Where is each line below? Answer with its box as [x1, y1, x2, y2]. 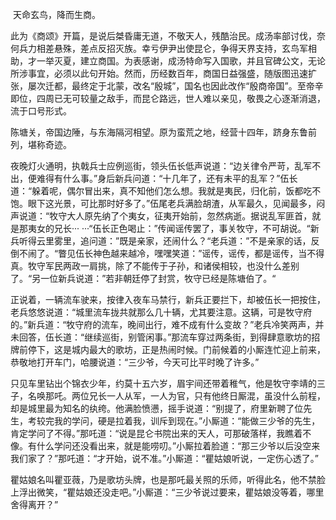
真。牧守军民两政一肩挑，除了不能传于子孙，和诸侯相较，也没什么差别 [10, 260, 300, 272]
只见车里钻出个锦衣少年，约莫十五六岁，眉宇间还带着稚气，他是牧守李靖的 [10, 378, 317, 389]
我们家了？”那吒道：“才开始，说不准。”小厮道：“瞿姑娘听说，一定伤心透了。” [10, 453, 319, 464]
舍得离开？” [10, 499, 59, 510]
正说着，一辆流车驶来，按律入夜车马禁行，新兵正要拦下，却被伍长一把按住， [10, 294, 326, 305]
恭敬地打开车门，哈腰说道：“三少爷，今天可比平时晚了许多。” [10, 356, 260, 368]
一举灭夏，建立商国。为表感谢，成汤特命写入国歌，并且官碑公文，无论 [36, 55, 326, 67]
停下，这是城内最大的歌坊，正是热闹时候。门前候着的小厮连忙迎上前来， [27, 344, 326, 355]
